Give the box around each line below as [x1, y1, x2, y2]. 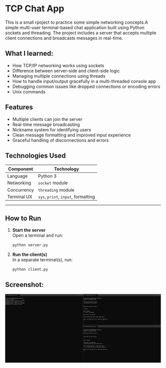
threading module [38, 187, 75, 193]
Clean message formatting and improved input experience [12, 132, 131, 138]
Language [7, 173, 28, 179]
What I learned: [5, 49, 53, 58]
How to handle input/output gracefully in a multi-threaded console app [12, 78, 156, 84]
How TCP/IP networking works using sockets [12, 62, 105, 68]
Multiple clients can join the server [12, 116, 83, 122]
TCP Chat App [5, 3, 64, 14]
